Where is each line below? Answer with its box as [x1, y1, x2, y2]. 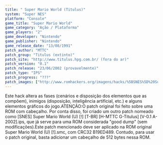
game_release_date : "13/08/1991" [5, 43, 73, 48]
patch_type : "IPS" [5, 71, 42, 75]
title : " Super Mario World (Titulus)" [5, 7, 86, 12]
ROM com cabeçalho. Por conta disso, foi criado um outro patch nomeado [5, 108, 154, 114]
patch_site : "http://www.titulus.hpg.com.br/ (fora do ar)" [5, 57, 130, 62]
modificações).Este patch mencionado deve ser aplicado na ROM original [5, 124, 152, 129]
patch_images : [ [5, 79, 38, 84]
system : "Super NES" [5, 12, 47, 17]
